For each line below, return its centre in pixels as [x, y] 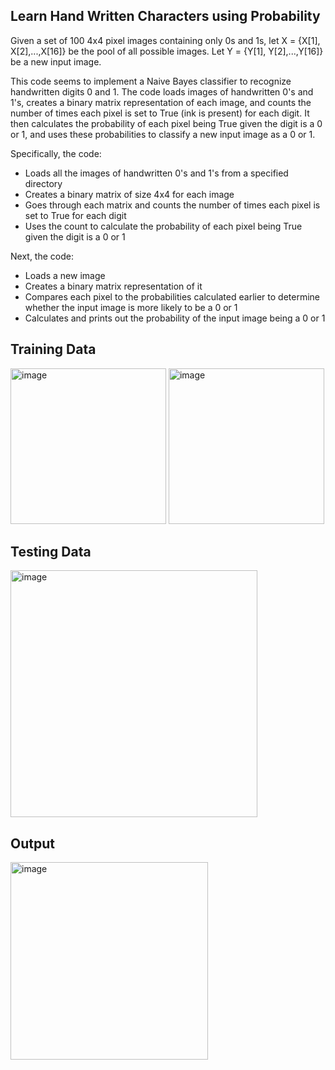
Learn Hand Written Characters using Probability [165, 16]
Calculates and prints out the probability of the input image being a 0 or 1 [175, 318]
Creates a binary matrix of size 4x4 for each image [129, 194]
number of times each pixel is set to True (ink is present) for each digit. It [160, 113]
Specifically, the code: [56, 153]
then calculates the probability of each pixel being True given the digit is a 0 [166, 123]
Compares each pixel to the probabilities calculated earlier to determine [172, 296]
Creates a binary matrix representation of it [113, 286]
